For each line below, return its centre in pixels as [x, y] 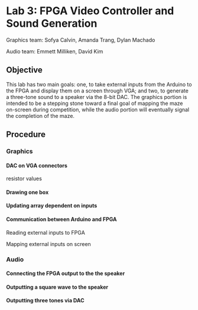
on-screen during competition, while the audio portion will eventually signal [98, 109]
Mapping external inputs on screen [49, 244]
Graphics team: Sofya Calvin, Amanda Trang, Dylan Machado [81, 40]
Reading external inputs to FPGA [46, 232]
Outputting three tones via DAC [45, 301]
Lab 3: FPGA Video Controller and [90, 11]
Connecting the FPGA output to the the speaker [66, 273]
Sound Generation [52, 23]
